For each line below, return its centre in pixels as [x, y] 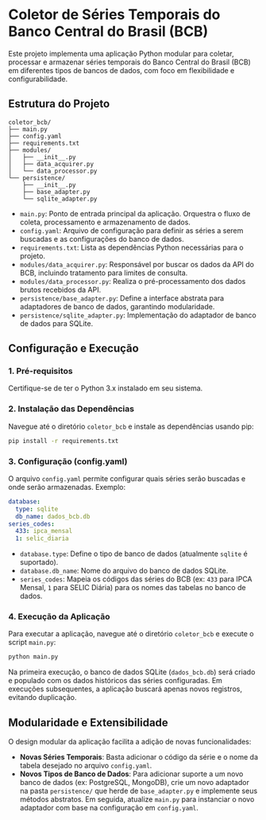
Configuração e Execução [73, 349]
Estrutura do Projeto [59, 104]
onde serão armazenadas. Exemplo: [67, 487]
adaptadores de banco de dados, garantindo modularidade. [117, 306]
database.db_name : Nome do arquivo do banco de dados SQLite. [124, 571]
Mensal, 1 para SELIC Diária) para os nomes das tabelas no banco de [133, 588]
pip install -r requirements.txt [64, 441]
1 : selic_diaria [42, 538]
